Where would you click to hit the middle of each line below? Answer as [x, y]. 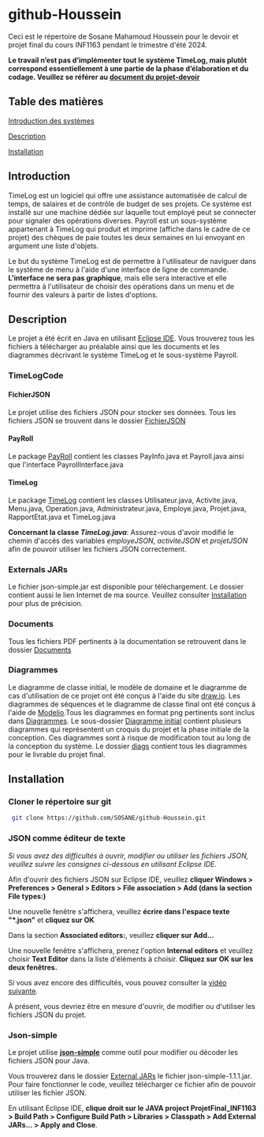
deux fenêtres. [33, 967]
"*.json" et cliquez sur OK [51, 920]
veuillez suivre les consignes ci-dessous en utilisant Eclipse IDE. [112, 864]
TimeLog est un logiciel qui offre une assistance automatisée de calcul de [128, 195]
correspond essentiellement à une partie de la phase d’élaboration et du [128, 68]
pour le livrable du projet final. [57, 754]
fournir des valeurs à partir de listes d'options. [83, 295]
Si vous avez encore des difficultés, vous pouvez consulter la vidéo [117, 982]
